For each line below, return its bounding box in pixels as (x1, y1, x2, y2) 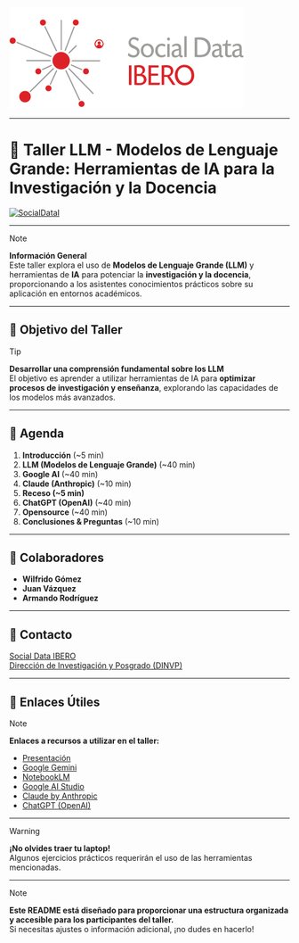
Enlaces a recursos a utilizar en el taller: (9, 735, 160, 746)
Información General (9, 250, 87, 261)
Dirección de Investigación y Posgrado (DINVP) (9, 660, 183, 671)
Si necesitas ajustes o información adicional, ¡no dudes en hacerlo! (9, 924, 255, 934)
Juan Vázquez (21, 583, 77, 594)
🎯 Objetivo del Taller (9, 322, 123, 337)
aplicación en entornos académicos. (9, 288, 142, 299)
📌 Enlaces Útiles (9, 694, 101, 709)
